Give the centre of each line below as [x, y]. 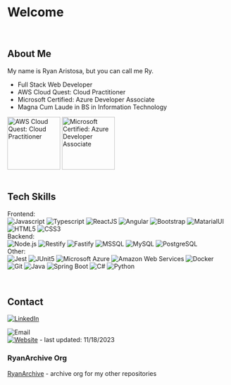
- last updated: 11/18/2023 [77, 340]
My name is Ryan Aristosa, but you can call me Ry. [80, 70]
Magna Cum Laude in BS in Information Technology [92, 107]
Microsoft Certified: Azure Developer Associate [86, 99]
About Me [29, 54]
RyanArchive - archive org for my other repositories [82, 373]
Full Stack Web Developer [55, 84]
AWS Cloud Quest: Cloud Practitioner [71, 91]
